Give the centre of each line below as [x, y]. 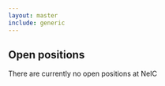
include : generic [37, 23]
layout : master [33, 15]
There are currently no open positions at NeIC [83, 74]
